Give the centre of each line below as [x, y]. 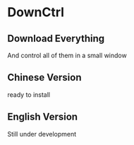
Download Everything [56, 39]
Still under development [42, 134]
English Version [43, 117]
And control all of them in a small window [67, 55]
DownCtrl [36, 12]
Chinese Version [44, 77]
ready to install [29, 94]
